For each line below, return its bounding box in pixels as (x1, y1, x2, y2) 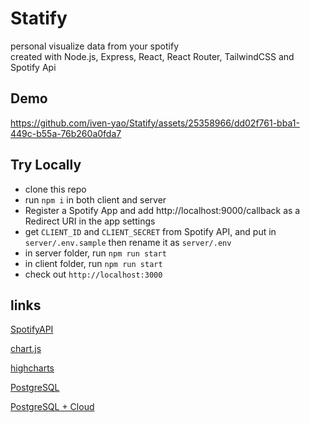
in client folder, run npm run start (24, 257, 163, 269)
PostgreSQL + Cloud (10, 401, 95, 413)
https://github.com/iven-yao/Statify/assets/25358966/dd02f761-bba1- (10, 117, 300, 129)
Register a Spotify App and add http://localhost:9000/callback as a (24, 204, 301, 216)
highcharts (10, 362, 55, 374)
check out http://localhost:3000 (24, 268, 163, 280)
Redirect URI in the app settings (24, 215, 156, 227)
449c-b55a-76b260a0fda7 (10, 127, 122, 139)
